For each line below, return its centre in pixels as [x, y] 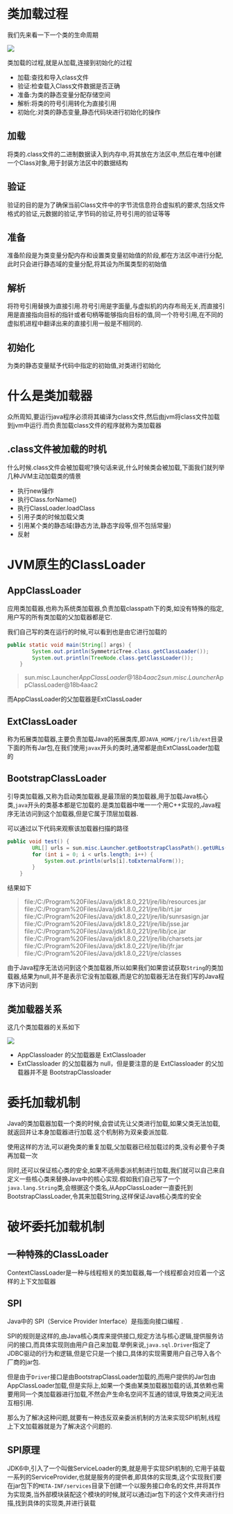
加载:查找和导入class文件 [53, 77]
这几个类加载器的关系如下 [44, 1027]
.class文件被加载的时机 [57, 449]
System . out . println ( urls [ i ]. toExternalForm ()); [114, 861]
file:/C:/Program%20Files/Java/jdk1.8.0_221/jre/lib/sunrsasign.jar [116, 916]
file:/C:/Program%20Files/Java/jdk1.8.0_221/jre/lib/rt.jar [103, 909]
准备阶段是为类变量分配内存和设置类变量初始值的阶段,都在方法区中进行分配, [115, 255]
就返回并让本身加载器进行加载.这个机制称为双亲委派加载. [88, 1132]
